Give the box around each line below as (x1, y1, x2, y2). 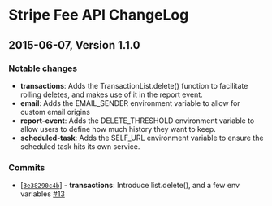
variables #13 (19, 189, 65, 199)
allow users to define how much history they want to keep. (19, 124, 217, 134)
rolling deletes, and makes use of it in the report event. (19, 90, 203, 99)
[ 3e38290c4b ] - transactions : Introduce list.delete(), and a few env (19, 181, 240, 191)
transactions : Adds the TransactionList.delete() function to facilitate (19, 81, 248, 90)
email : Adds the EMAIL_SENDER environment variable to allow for (19, 98, 241, 107)
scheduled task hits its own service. (19, 141, 140, 151)
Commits (8, 161, 45, 173)
